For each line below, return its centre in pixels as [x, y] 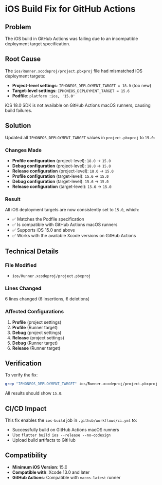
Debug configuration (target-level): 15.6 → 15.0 [60, 181]
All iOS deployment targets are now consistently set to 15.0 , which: [72, 210]
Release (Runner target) [36, 348]
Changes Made [23, 150]
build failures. [19, 110]
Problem [18, 27]
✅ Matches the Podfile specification [48, 219]
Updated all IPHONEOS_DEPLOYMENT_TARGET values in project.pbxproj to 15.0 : [80, 137]
